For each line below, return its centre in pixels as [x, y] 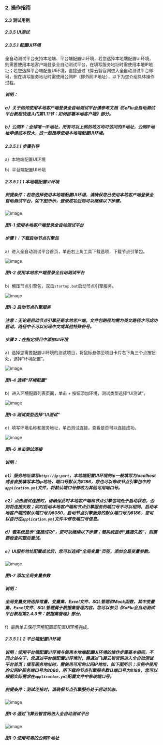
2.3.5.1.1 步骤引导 [22, 146]
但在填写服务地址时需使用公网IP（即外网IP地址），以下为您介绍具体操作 [84, 77]
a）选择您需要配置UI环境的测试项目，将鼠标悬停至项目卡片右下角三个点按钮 [81, 353]
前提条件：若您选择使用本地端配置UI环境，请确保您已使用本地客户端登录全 [79, 194]
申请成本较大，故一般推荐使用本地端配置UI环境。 [58, 133]
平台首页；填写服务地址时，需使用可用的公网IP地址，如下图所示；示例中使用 [81, 664]
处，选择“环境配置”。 [26, 359]
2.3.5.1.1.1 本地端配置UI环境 [32, 182]
